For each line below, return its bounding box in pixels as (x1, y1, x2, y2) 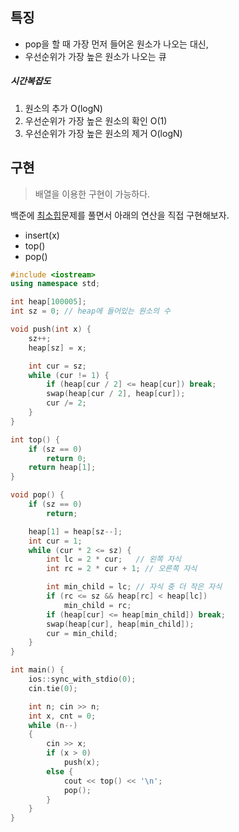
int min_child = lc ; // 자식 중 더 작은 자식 (46, 582, 223, 592)
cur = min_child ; (46, 628, 118, 638)
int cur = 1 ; (28, 536, 83, 546)
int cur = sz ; (28, 361, 87, 371)
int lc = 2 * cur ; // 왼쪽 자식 (46, 554, 182, 565)
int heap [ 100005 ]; (10, 297, 87, 307)
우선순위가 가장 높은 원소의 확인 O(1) (24, 114, 168, 127)
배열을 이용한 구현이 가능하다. (34, 188, 151, 200)
